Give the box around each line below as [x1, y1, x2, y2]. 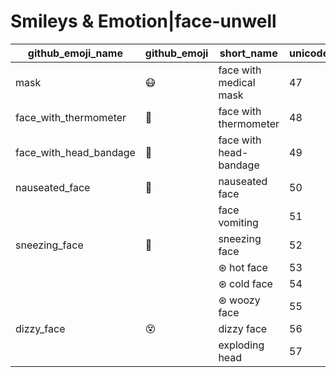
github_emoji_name [27, 46, 123, 60]
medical [218, 75, 256, 89]
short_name [219, 46, 278, 60]
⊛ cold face [218, 276, 273, 290]
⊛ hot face [218, 260, 268, 274]
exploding [218, 338, 265, 352]
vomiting [218, 215, 259, 229]
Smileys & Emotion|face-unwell [10, 10, 277, 33]
